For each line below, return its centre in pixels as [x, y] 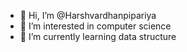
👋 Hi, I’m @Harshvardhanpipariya [88, 15]
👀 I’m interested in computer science [95, 26]
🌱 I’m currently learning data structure [98, 36]
